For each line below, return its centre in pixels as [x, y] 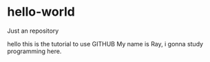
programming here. [34, 51]
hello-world [41, 12]
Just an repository [33, 31]
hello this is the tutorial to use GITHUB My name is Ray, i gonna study [105, 44]
